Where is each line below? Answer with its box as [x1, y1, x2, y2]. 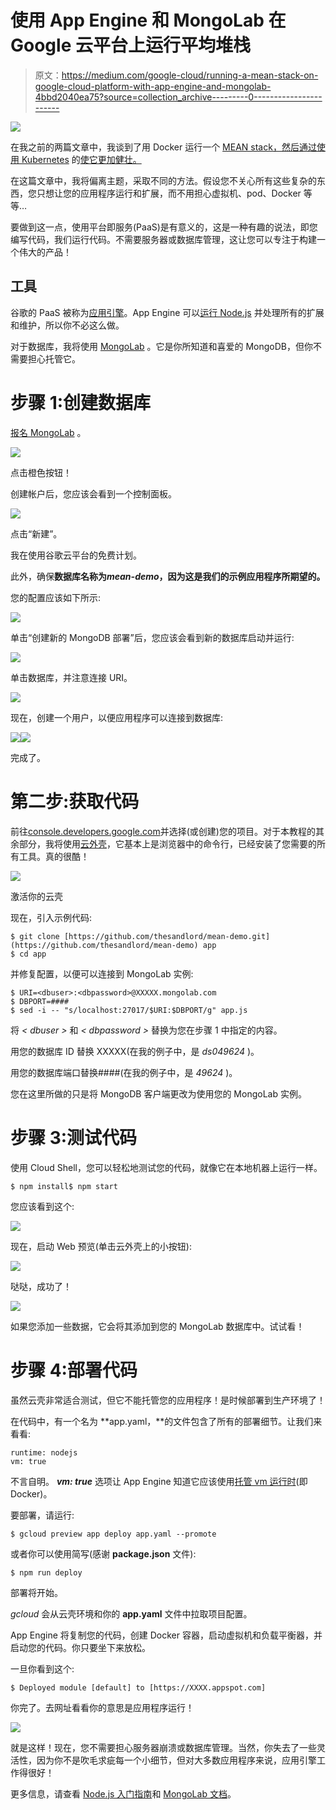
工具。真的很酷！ [18, 850, 90, 862]
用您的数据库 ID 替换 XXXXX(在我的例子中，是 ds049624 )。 [10, 1045, 260, 1057]
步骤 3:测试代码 [10, 1126, 138, 1149]
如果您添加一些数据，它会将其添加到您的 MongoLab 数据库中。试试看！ [10, 1320, 305, 1332]
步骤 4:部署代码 [10, 1359, 138, 1381]
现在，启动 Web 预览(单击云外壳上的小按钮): [10, 1240, 192, 1252]
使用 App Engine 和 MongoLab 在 [10, 9, 287, 32]
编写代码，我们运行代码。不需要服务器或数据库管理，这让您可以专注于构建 [10, 233, 317, 245]
